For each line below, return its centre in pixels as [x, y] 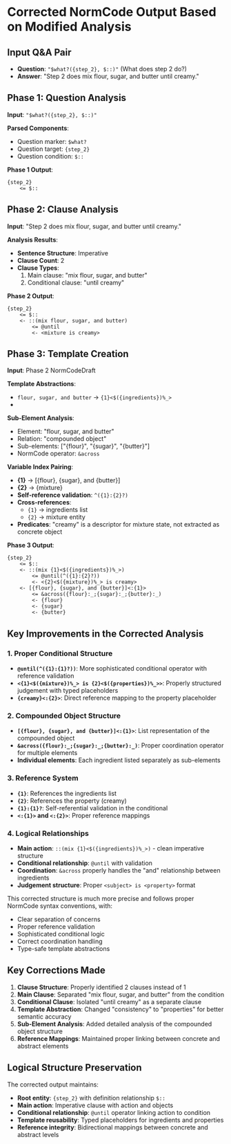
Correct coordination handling [60, 941]
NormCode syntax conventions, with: [60, 906]
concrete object [40, 532]
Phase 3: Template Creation [68, 354]
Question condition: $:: [50, 156]
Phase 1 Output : [30, 170]
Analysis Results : [33, 239]
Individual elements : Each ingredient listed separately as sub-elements [119, 760]
